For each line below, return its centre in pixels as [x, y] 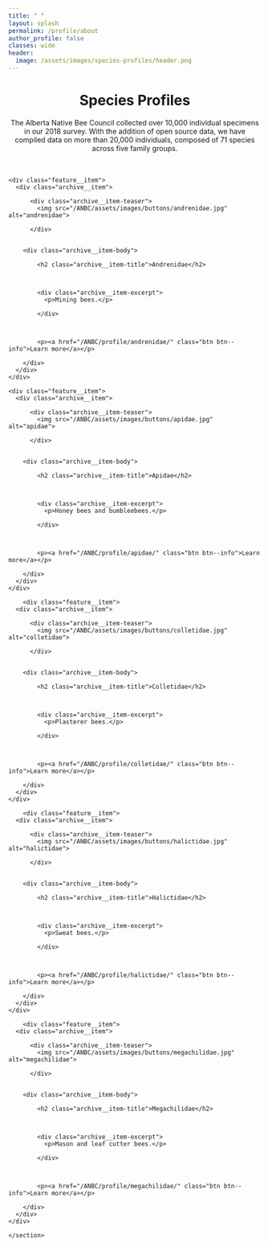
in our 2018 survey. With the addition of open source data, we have [135, 131]
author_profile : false [46, 38]
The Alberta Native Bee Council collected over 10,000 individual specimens [135, 122]
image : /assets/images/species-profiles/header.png [104, 61]
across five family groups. [135, 148]
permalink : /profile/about [53, 31]
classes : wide [32, 46]
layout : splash [34, 23]
